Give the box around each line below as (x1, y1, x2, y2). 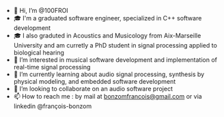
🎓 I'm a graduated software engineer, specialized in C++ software (13, 14, 202, 22)
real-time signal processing (13, 63, 91, 71)
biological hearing (13, 48, 65, 56)
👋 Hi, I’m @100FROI (13, 7, 68, 14)
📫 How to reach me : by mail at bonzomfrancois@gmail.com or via (13, 93, 203, 100)
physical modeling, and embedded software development (13, 78, 176, 85)
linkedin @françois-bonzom (13, 102, 92, 110)
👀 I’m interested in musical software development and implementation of (13, 56, 217, 64)
